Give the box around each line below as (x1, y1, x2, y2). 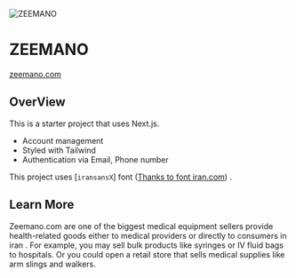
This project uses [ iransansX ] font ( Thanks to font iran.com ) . (9, 171, 233, 182)
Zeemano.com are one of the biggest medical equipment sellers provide (9, 220, 274, 231)
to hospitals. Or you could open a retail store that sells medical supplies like (9, 249, 285, 259)
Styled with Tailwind (21, 145, 96, 155)
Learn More (9, 197, 75, 212)
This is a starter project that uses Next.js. (9, 118, 160, 129)
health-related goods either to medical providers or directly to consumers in (9, 230, 287, 241)
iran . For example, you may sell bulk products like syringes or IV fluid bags (9, 240, 284, 250)
